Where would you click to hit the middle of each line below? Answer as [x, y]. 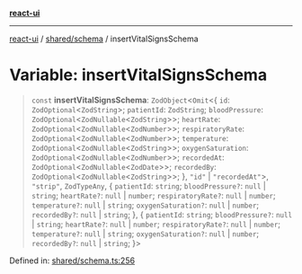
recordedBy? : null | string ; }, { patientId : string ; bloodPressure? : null [162, 214]
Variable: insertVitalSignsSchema [138, 75]
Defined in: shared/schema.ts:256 [72, 261]
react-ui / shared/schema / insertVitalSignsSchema [104, 39]
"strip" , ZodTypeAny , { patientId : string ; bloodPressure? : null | [149, 186]
